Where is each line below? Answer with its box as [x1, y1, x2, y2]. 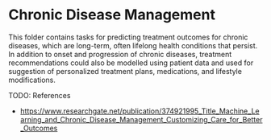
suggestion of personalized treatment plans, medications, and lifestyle [8, 66, 242, 76]
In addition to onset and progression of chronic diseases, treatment [8, 49, 232, 59]
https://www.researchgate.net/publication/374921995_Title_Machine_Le [19, 106, 260, 116]
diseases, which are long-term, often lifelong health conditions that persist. [8, 40, 258, 50]
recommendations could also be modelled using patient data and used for [8, 58, 254, 68]
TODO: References [8, 90, 71, 100]
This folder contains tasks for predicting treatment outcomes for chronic [8, 32, 248, 42]
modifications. [8, 75, 56, 84]
